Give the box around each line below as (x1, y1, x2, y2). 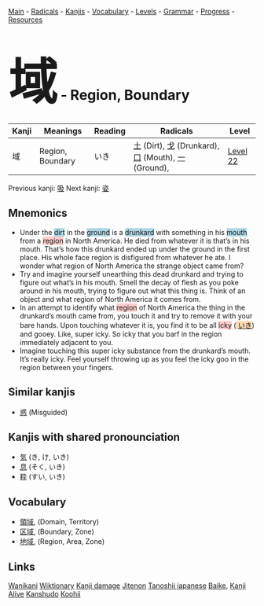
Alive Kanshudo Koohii (8, 589, 81, 598)
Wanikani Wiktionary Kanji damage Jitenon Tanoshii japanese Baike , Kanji (8, 581, 246, 590)
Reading (93, 125, 126, 136)
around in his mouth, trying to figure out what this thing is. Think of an (19, 286, 246, 296)
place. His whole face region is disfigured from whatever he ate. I (19, 252, 231, 262)
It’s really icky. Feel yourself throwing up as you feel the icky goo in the (19, 354, 249, 364)
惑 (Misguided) (19, 407, 68, 417)
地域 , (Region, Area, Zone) (19, 537, 105, 546)
